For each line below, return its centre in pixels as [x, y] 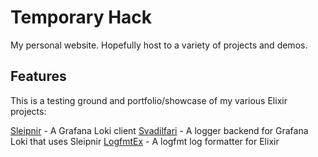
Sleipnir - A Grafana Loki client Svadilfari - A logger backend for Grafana [159, 130]
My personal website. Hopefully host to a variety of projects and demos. [159, 45]
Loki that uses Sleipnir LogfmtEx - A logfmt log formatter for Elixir [145, 141]
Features [38, 76]
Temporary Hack [81, 17]
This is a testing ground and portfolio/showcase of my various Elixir [149, 100]
